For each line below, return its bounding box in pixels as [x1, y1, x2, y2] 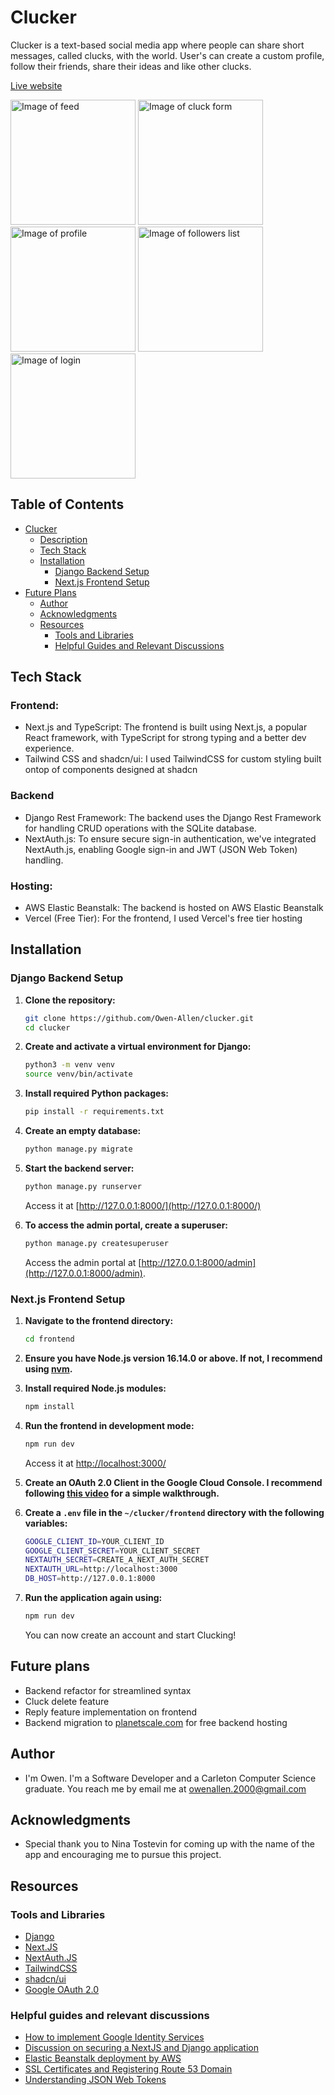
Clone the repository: [24, 994, 116, 1006]
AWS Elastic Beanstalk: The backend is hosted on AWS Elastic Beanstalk [24, 902, 324, 914]
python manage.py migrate [24, 1144, 133, 1155]
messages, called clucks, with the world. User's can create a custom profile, [10, 49, 325, 61]
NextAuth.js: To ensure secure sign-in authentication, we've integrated [24, 832, 317, 845]
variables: [24, 1517, 68, 1529]
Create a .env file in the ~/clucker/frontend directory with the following [24, 1506, 325, 1518]
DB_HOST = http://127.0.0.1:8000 [24, 1574, 156, 1584]
